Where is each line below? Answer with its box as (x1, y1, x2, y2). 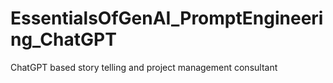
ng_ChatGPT (10, 28, 117, 51)
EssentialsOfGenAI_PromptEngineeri (10, 7, 324, 30)
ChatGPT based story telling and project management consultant (10, 61, 278, 73)
